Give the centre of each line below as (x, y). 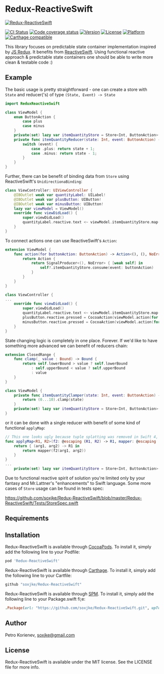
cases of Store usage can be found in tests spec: (54, 488)
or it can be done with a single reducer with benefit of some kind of (73, 423)
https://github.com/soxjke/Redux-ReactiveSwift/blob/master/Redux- (73, 498)
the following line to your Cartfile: (39, 575)
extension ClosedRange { (30, 355)
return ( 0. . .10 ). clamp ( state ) (53, 400)
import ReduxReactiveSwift (32, 104)
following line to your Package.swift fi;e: (45, 599)
